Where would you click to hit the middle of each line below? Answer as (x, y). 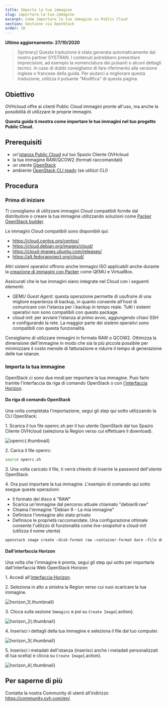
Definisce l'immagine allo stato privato (51, 515)
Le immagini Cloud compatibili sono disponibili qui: (57, 231)
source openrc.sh (23, 460)
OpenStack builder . (25, 222)
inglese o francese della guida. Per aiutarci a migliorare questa (81, 73)
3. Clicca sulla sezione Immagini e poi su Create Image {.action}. (70, 611)
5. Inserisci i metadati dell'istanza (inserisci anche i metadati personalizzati (82, 650)
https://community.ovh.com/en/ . (38, 698)
